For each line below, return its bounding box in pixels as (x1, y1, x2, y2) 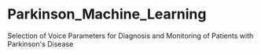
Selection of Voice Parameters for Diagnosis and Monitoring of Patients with (7, 31, 254, 40)
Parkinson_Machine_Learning (7, 5, 207, 23)
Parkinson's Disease (7, 39, 74, 48)
